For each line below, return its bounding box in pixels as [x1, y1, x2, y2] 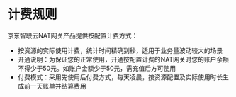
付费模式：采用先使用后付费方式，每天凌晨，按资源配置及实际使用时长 [17, 72, 223, 81]
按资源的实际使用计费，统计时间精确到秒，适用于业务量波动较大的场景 [17, 46, 223, 55]
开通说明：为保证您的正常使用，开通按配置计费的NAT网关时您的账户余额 [17, 55, 229, 64]
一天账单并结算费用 [30, 81, 86, 90]
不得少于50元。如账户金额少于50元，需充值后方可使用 [17, 64, 176, 72]
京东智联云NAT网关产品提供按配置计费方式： [7, 31, 138, 40]
